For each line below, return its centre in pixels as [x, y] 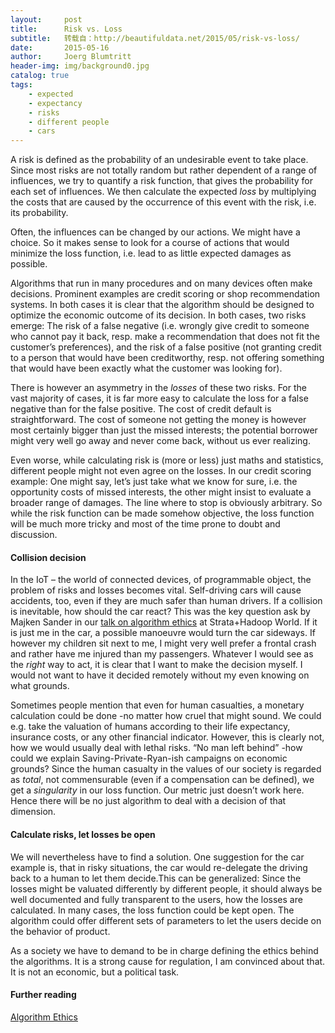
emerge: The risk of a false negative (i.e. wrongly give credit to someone [160, 326]
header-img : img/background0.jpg [80, 66]
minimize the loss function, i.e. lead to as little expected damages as [151, 253]
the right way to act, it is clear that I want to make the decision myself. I [156, 665]
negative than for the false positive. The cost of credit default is [141, 409]
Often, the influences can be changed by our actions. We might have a [155, 232]
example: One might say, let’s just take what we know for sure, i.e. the [154, 482]
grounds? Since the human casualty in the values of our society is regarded [166, 769]
